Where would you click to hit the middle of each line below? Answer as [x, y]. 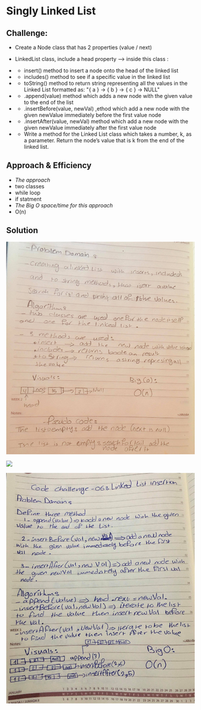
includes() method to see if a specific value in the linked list [97, 77]
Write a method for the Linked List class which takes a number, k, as [108, 134]
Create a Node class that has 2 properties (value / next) [83, 47]
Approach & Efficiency [49, 166]
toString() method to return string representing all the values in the [106, 83]
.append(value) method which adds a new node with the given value [108, 96]
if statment [28, 199]
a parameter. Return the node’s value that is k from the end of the [104, 140]
